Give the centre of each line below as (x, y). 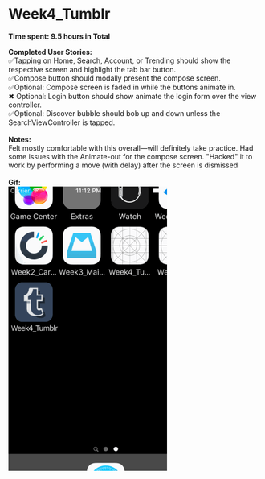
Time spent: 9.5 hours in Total (59, 36)
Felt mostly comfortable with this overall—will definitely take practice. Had (131, 148)
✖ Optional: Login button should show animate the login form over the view (132, 96)
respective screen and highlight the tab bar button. (92, 69)
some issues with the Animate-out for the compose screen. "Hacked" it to (130, 156)
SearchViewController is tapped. (62, 122)
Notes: (20, 139)
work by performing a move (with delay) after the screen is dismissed (123, 165)
